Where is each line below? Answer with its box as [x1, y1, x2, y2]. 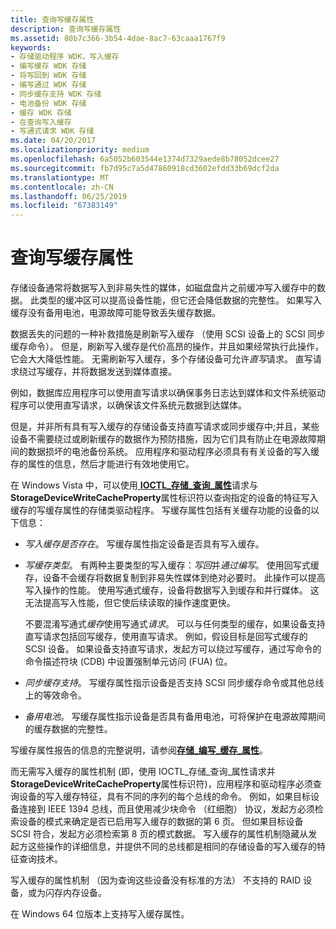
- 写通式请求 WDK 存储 [10, 126, 95, 136]
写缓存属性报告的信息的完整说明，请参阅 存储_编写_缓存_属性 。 [10, 744, 268, 756]
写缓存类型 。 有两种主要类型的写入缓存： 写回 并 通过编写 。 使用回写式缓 [24, 559, 320, 571]
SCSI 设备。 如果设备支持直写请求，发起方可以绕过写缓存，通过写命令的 [24, 643, 322, 655]
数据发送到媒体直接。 [88, 366, 177, 378]
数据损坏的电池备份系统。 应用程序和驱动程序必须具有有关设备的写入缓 [27, 446, 320, 458]
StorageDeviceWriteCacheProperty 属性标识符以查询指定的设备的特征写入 [10, 492, 319, 504]
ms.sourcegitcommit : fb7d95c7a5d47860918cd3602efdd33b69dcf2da [10, 163, 280, 173]
